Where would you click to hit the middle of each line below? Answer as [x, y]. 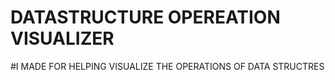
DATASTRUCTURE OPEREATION [145, 17]
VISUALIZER [62, 38]
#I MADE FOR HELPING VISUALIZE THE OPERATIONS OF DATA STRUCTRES [167, 66]
